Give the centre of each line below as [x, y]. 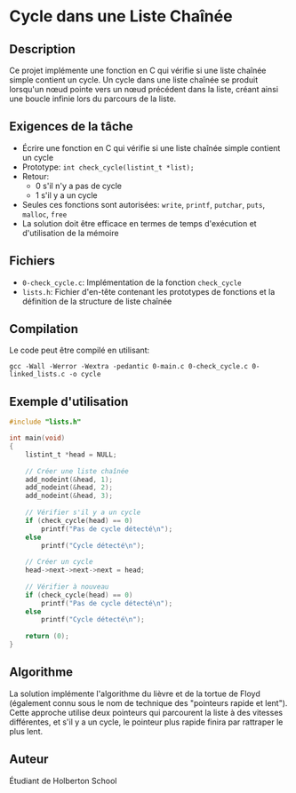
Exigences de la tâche [71, 127]
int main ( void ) [37, 438]
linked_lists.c [37, 375]
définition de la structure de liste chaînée [97, 301]
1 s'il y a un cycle [66, 195]
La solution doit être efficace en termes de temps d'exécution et [139, 223]
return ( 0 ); [47, 637]
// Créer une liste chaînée [77, 471]
